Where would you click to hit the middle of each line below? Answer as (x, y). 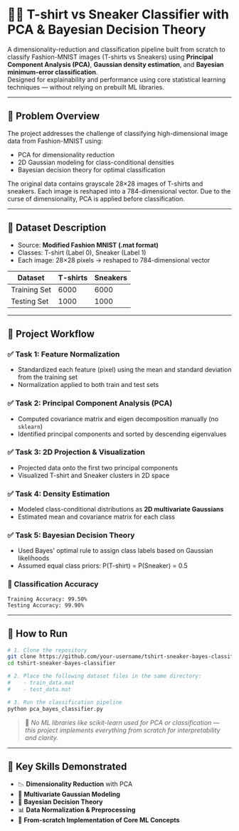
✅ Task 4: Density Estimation (59, 494)
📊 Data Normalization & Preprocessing (76, 810)
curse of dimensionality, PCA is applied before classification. (96, 199)
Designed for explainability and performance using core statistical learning (117, 79)
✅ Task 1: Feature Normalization (64, 354)
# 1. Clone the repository (47, 650)
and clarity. (42, 737)
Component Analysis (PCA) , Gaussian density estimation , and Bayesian (116, 64)
